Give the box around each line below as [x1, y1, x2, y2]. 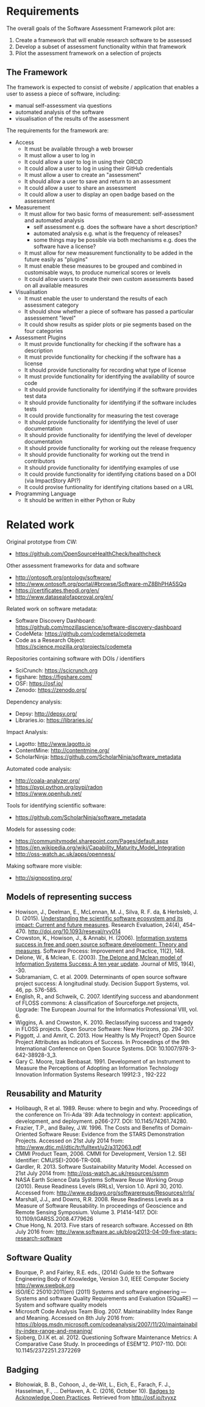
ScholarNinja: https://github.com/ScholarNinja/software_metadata [15, 753, 181, 760]
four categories [24, 327, 63, 334]
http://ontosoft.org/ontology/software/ [15, 574, 112, 581]
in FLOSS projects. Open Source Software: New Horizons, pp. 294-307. [15, 1025, 195, 1032]
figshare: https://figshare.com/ [15, 673, 93, 680]
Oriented [15, 1131, 38, 1138]
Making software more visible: [6, 862, 82, 869]
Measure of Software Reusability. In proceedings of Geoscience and [15, 1202, 187, 1210]
